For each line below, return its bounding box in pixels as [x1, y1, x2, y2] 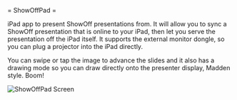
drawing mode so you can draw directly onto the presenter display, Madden [7, 64, 231, 72]
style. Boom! [7, 71, 44, 79]
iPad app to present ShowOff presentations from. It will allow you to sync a [7, 20, 227, 28]
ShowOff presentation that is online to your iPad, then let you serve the [7, 28, 216, 35]
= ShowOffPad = [7, 6, 57, 14]
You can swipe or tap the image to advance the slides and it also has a [7, 56, 215, 65]
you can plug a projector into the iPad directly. [7, 43, 143, 50]
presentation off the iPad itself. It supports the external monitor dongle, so [7, 35, 225, 43]
